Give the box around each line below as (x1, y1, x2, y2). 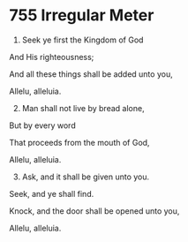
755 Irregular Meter (9, 5, 154, 26)
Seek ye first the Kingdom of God (21, 34, 144, 45)
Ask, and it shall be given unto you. (21, 171, 150, 182)
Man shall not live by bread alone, (21, 102, 145, 113)
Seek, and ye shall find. (9, 188, 94, 199)
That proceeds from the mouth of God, (9, 137, 150, 147)
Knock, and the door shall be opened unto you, (9, 205, 180, 216)
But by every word (9, 120, 77, 131)
